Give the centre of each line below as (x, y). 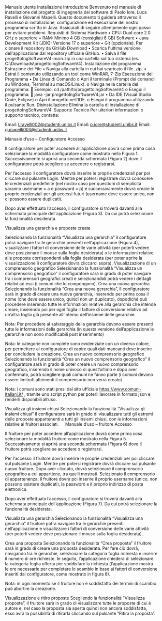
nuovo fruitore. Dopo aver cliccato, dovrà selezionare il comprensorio (74, 469)
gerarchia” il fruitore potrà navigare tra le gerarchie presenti (64, 523)
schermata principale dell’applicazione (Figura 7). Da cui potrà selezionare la (81, 504)
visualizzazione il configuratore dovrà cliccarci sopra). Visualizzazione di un (81, 263)
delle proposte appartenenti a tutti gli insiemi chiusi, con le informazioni (76, 419)
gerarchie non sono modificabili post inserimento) (55, 334)
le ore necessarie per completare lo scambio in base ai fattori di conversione (81, 569)
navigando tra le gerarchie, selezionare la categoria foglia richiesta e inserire (81, 553)
